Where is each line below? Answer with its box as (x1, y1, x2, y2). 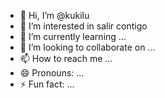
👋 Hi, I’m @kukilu (19, 10, 90, 21)
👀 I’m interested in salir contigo (19, 20, 148, 32)
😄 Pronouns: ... (19, 67, 85, 79)
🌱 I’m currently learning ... (19, 31, 127, 42)
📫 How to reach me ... (19, 53, 113, 64)
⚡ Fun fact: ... (19, 78, 75, 90)
